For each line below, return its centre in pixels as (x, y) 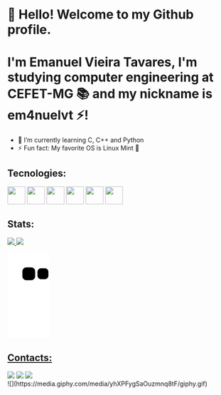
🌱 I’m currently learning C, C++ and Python (81, 140)
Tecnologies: (37, 173)
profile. (29, 30)
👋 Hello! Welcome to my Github (101, 15)
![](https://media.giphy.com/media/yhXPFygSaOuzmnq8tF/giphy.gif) (108, 384)
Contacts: (30, 358)
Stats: (21, 224)
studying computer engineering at (111, 77)
